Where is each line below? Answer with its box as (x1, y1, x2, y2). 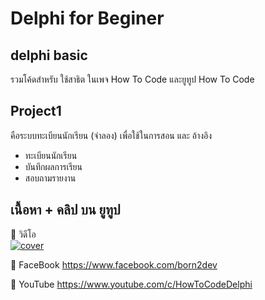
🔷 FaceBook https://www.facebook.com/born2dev (10, 258, 218, 271)
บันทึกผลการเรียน (24, 160, 83, 172)
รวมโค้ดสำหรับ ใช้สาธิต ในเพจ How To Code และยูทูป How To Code (10, 73, 255, 85)
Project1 (10, 103, 62, 120)
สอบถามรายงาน (24, 172, 77, 184)
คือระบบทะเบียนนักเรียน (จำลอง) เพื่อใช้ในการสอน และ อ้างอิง (10, 129, 213, 141)
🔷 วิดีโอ (10, 228, 37, 240)
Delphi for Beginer (10, 7, 165, 30)
